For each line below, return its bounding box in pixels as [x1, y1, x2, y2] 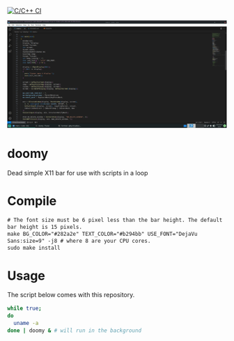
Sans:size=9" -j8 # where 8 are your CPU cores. [7, 237, 151, 245]
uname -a [13, 320, 39, 327]
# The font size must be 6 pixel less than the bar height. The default [7, 216, 223, 224]
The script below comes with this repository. [7, 291, 135, 299]
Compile [7, 193, 57, 209]
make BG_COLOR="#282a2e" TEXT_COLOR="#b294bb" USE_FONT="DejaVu [7, 230, 198, 238]
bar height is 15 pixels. [7, 223, 82, 231]
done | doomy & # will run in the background [7, 327, 141, 334]
